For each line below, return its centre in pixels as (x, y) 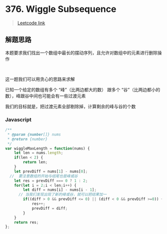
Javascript (18, 119)
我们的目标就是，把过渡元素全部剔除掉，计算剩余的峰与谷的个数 (70, 106)
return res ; (26, 222)
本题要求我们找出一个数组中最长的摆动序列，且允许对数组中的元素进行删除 (81, 53)
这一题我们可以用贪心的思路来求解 (40, 79)
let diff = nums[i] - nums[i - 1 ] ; (60, 190)
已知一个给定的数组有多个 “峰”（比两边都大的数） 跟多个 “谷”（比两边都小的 (83, 89)
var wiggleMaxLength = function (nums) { (48, 148)
